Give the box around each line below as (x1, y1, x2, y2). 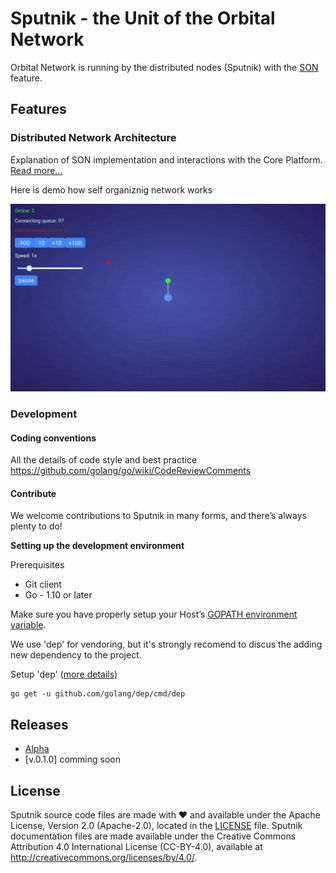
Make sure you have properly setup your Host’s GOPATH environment (10, 608, 298, 621)
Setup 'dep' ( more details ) (10, 668, 118, 681)
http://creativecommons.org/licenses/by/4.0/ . (10, 851, 198, 863)
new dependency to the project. (10, 649, 142, 661)
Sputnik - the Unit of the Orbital (10, 7, 276, 30)
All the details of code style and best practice (10, 454, 198, 466)
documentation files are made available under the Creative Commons (10, 830, 297, 842)
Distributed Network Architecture (10, 131, 177, 145)
